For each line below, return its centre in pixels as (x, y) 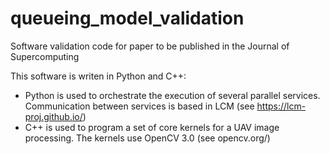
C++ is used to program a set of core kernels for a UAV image (152, 127)
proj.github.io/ (53, 116)
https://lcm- (281, 106)
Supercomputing (45, 56)
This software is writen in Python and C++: (98, 76)
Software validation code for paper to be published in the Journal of (150, 46)
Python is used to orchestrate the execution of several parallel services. (172, 95)
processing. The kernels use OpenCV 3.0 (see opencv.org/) (147, 138)
